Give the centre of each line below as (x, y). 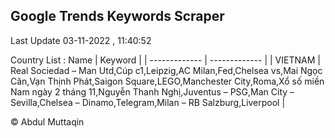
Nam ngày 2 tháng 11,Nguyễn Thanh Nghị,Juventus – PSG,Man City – (152, 91)
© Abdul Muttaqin (47, 121)
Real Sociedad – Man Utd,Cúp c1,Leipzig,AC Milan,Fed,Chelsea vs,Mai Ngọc (166, 70)
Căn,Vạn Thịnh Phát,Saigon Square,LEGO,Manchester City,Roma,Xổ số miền (167, 81)
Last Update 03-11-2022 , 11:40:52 (81, 40)
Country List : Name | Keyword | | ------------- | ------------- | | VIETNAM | (165, 60)
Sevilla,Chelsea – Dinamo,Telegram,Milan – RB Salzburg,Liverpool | (148, 102)
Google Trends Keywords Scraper (117, 16)
